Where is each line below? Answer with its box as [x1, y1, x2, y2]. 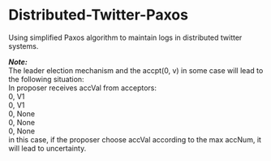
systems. [8, 41, 39, 50]
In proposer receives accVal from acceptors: [8, 83, 157, 93]
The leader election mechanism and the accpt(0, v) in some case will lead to [8, 65, 264, 75]
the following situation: [8, 74, 84, 84]
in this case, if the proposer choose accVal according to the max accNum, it [8, 134, 262, 144]
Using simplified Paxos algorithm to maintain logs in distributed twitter [8, 33, 243, 42]
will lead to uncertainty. [8, 143, 87, 153]
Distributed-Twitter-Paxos [8, 6, 189, 24]
